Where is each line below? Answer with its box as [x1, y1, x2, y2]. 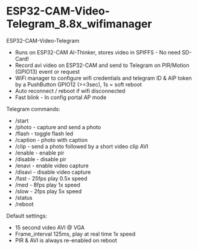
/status [14, 194, 33, 201]
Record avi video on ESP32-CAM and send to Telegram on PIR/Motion [14, 62, 190, 69]
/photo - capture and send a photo [14, 123, 101, 130]
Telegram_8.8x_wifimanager [6, 17, 152, 31]
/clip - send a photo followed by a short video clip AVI [14, 143, 149, 150]
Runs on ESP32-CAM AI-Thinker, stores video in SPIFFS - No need [14, 48, 181, 56]
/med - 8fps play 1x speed [14, 181, 80, 188]
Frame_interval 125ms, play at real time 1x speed [14, 230, 136, 237]
